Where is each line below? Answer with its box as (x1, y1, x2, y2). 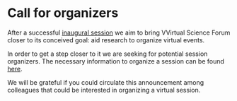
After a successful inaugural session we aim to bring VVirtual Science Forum (7, 28, 231, 37)
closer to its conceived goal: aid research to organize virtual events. (7, 35, 205, 44)
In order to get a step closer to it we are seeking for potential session (7, 49, 208, 58)
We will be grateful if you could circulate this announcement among (7, 78, 204, 86)
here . (7, 64, 23, 73)
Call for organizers (7, 5, 119, 21)
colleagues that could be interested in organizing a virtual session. (7, 85, 201, 94)
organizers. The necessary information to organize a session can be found (7, 57, 225, 65)
